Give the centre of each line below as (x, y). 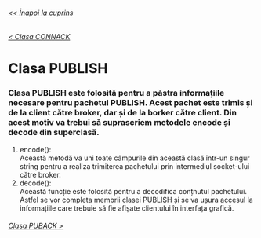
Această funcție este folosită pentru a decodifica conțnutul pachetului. (133, 191)
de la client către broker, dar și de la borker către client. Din (123, 113)
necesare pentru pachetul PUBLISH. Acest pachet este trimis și (130, 103)
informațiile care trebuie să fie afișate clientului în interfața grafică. (127, 208)
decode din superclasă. (54, 133)
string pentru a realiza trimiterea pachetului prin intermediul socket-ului (134, 166)
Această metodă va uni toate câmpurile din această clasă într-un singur (134, 158)
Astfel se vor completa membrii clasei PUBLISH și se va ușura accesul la (136, 200)
